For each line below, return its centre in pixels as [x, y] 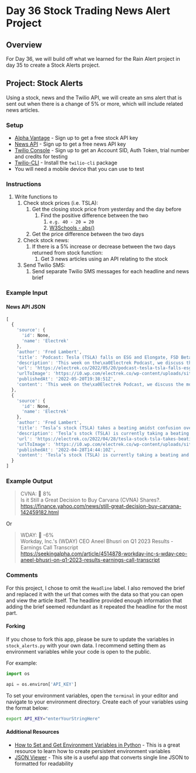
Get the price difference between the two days [88, 234]
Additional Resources [33, 732]
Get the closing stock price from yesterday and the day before [107, 209]
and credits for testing [41, 157]
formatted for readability [44, 763]
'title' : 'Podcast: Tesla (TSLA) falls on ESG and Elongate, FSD [98, 357]
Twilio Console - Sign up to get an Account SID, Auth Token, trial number [102, 150]
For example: [22, 663]
